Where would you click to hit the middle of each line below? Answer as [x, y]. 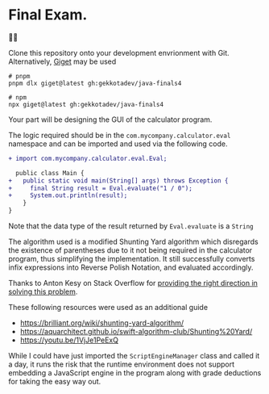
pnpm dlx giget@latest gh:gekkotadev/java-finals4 [95, 83]
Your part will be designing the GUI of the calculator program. [110, 119]
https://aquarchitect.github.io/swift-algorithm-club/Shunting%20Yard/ [136, 332]
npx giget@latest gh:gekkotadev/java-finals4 [86, 104]
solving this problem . [43, 291]
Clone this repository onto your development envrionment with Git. [119, 52]
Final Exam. [48, 15]
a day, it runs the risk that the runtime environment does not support [122, 364]
